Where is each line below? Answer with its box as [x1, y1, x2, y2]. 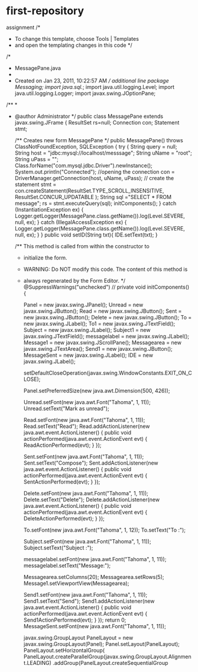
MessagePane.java [14, 64, 61, 72]
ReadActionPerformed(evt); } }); [23, 441, 102, 449]
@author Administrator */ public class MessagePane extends [14, 113, 164, 120]
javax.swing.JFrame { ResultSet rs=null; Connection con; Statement [14, 119, 180, 126]
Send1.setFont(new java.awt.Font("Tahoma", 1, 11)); [23, 591, 148, 598]
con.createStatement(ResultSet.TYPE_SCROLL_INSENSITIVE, [14, 187, 164, 194]
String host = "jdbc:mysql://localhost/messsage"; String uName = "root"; [14, 149, 192, 156]
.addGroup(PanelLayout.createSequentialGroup [53, 659, 168, 666]
